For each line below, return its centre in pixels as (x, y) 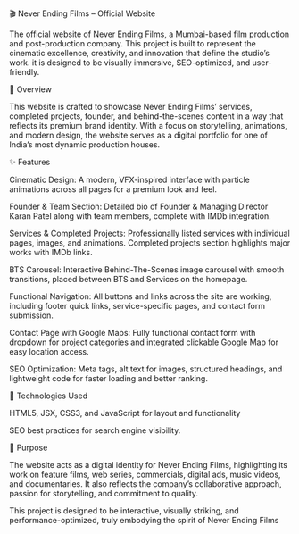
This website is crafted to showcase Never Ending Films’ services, (131, 107)
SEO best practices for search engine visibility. (95, 430)
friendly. (25, 72)
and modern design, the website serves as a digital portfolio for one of (138, 135)
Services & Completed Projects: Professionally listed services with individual (149, 233)
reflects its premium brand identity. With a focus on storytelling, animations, (148, 125)
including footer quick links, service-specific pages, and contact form (137, 306)
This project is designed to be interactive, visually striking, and (124, 511)
